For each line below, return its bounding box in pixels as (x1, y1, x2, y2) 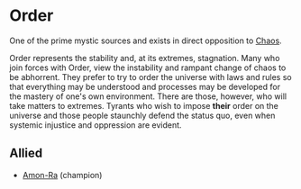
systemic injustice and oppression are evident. (9, 119, 182, 130)
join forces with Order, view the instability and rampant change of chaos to (9, 62, 287, 73)
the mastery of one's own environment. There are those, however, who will (9, 91, 287, 102)
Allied (9, 146, 43, 161)
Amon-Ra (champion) (22, 169, 103, 180)
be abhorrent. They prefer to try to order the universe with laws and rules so (9, 71, 292, 82)
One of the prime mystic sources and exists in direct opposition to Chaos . (9, 35, 282, 46)
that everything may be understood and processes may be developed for (9, 81, 281, 92)
